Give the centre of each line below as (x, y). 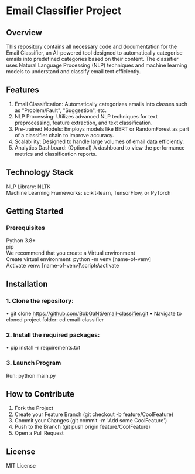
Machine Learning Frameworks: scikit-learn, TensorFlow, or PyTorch (88, 192)
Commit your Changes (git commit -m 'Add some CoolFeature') (91, 421)
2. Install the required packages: (53, 334)
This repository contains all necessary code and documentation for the (92, 46)
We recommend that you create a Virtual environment (71, 253)
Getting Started (35, 211)
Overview (24, 33)
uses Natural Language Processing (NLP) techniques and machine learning (97, 65)
